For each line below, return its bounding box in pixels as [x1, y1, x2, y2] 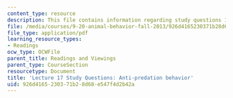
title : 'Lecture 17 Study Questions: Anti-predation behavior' [7, 74, 194, 81]
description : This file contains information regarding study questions [7, 17, 222, 23]
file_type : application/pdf [7, 29, 89, 37]
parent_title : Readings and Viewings [7, 55, 116, 62]
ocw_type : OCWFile [7, 49, 60, 56]
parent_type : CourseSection [7, 61, 89, 68]
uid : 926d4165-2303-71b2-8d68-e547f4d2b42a [7, 81, 135, 88]
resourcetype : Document [7, 68, 76, 75]
